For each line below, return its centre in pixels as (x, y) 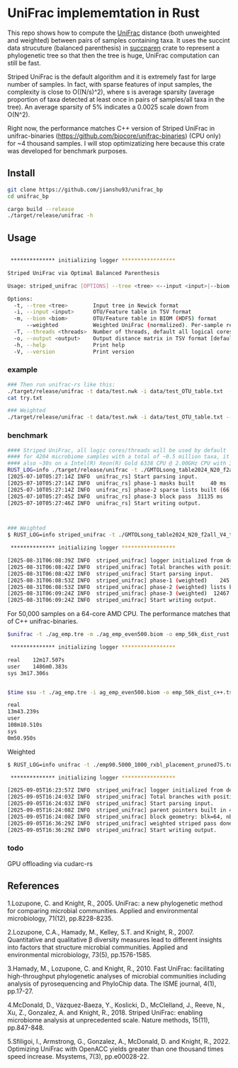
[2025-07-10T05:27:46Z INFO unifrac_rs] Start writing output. (104, 503)
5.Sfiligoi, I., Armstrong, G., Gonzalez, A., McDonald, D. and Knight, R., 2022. (119, 1041)
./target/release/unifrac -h (50, 216)
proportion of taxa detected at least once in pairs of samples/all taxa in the (116, 99)
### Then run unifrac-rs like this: (61, 384)
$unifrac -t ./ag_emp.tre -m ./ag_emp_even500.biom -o (90, 635)
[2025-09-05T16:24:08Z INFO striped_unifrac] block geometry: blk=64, (115, 816)
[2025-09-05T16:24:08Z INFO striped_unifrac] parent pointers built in (117, 810)
